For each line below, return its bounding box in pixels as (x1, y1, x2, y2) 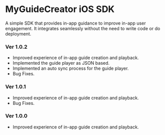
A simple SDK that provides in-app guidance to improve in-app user (5, 20, 146, 26)
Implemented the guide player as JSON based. (12, 60, 110, 66)
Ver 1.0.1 (5, 83, 26, 90)
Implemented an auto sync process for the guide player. (12, 65, 129, 71)
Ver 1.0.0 (5, 112, 28, 119)
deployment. (5, 31, 31, 37)
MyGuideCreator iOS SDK (5, 4, 115, 15)
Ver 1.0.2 (5, 43, 28, 50)
